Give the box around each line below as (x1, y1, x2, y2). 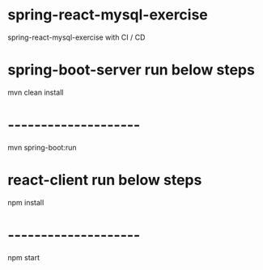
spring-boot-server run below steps (7, 61, 256, 79)
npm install (7, 197, 45, 207)
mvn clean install (7, 87, 64, 97)
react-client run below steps (7, 171, 202, 189)
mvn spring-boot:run (7, 142, 77, 152)
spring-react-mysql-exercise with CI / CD (7, 32, 146, 42)
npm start (7, 252, 40, 262)
